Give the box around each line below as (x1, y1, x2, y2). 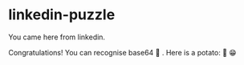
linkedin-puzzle (8, 6, 116, 24)
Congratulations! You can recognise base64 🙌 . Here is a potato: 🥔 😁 (8, 47, 237, 57)
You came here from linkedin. (8, 32, 106, 42)
